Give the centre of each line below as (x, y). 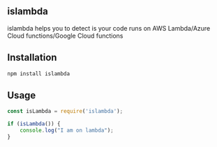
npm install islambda (39, 73)
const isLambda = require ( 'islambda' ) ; (65, 111)
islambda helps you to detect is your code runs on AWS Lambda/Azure (109, 28)
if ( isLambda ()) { (34, 124)
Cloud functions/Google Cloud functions (65, 36)
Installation (32, 57)
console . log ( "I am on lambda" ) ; (67, 131)
